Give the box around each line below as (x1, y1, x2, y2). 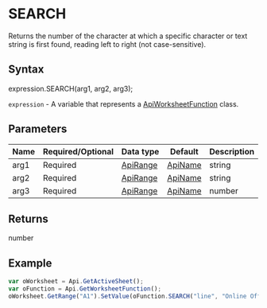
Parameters (8, 123, 68, 136)
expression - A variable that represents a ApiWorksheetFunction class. (8, 99, 239, 108)
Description (209, 146, 255, 157)
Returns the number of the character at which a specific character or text (8, 31, 248, 41)
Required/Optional (42, 146, 114, 157)
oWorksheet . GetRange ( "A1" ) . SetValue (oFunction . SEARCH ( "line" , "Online (8, 292, 247, 300)
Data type (121, 146, 160, 157)
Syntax (8, 63, 44, 76)
